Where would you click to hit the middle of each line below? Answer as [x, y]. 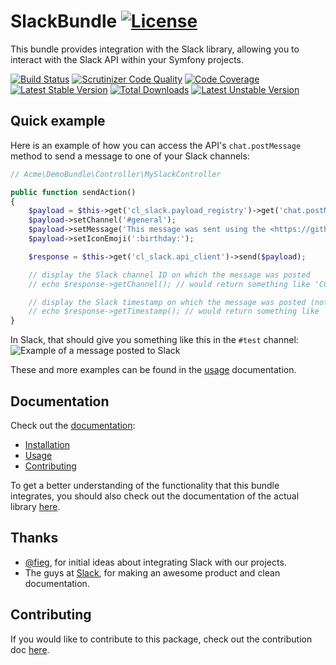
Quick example [58, 121]
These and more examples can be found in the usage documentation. [153, 370]
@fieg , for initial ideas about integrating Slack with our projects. [155, 562]
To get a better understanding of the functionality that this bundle [145, 485]
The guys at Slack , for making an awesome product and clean [152, 572]
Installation [47, 444]
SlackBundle [64, 21]
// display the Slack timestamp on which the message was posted [167, 302]
